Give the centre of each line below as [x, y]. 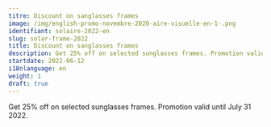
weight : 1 [25, 76]
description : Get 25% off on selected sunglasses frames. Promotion [126, 53]
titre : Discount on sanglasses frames [73, 16]
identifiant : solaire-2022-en [59, 31]
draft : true [28, 83]
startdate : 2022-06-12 [46, 61]
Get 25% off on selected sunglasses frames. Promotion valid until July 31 [130, 107]
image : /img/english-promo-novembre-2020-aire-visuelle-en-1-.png [122, 23]
